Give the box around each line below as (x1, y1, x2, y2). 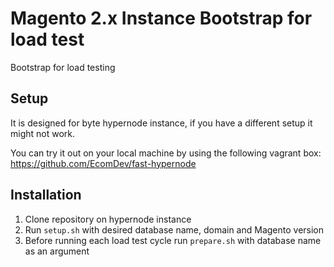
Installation (10, 187, 82, 204)
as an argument (24, 245, 90, 257)
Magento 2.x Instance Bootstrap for (10, 7, 313, 30)
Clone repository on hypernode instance (24, 213, 192, 225)
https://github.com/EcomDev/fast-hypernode (10, 157, 197, 169)
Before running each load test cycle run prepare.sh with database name (24, 234, 322, 246)
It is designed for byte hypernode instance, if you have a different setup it (10, 117, 313, 129)
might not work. (10, 127, 76, 139)
